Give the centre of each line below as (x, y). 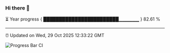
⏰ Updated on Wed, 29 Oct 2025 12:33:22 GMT (55, 35)
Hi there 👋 (18, 8)
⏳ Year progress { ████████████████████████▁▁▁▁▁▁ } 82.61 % (83, 19)
